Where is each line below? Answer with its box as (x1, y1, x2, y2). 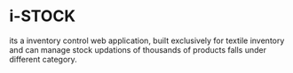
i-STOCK (9, 6, 76, 26)
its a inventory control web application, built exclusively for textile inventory (9, 35, 285, 46)
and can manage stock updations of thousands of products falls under (9, 44, 266, 55)
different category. (9, 54, 77, 64)
